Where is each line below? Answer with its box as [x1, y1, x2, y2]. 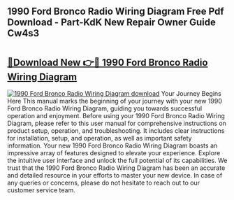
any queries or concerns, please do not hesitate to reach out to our [7, 178, 200, 187]
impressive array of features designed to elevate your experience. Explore [7, 149, 221, 157]
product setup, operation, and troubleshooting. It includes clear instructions [7, 127, 225, 135]
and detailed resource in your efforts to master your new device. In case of [7, 171, 223, 179]
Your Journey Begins [161, 90, 221, 97]
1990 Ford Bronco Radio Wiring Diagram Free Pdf [7, 6, 225, 17]
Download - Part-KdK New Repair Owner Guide [7, 17, 217, 29]
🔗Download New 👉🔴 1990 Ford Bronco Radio [7, 56, 208, 69]
